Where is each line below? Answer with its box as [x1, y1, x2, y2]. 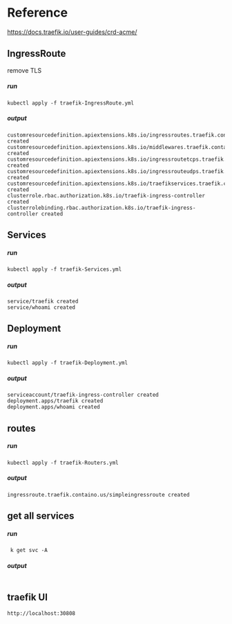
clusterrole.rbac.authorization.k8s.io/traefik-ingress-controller [7, 192, 206, 199]
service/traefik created [7, 298, 79, 305]
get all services [7, 510, 75, 522]
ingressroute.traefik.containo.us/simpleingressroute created [7, 491, 190, 498]
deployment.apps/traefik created [7, 398, 104, 404]
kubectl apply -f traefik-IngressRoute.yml [7, 99, 135, 107]
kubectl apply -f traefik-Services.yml [7, 266, 122, 273]
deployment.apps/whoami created [7, 404, 100, 411]
